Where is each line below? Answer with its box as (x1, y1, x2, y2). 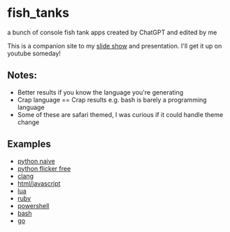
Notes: (7, 69, 37, 81)
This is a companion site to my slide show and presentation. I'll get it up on (7, 41, 222, 50)
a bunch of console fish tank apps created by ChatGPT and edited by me (7, 28, 217, 36)
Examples (7, 138, 51, 150)
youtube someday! (7, 49, 62, 57)
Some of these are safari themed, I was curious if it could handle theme (17, 110, 224, 118)
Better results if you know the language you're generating (17, 88, 184, 96)
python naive (17, 156, 55, 165)
